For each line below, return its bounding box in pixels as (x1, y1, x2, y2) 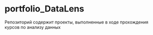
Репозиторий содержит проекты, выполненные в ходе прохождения (4, 19, 149, 25)
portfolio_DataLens (4, 3, 84, 14)
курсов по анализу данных (4, 24, 61, 30)
